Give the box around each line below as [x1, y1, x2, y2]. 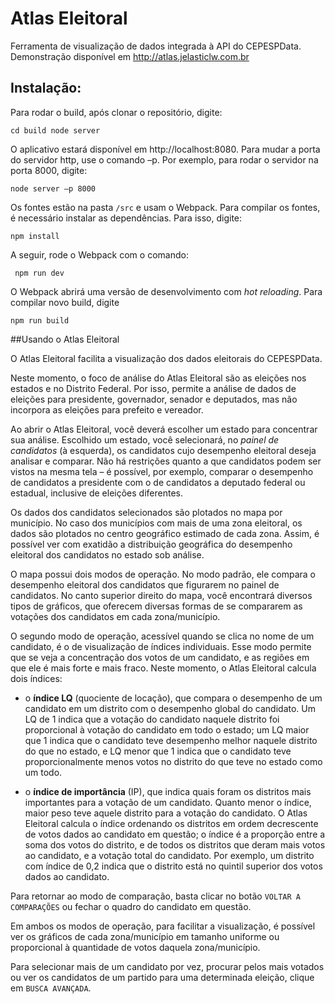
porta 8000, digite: [10, 164, 88, 176]
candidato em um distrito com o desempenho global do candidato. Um [24, 702, 317, 714]
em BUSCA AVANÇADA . [10, 982, 92, 994]
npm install [10, 231, 60, 241]
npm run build [10, 315, 70, 326]
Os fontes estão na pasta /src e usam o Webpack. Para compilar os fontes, [10, 201, 321, 213]
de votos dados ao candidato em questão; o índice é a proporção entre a [24, 828, 326, 840]
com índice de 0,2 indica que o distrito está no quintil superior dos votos [24, 860, 323, 872]
